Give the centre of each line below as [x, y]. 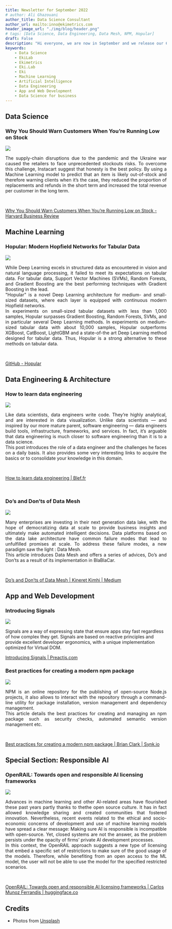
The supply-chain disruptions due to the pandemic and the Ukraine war [86, 158]
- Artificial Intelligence [43, 81]
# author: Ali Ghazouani [32, 15]
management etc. [24, 724]
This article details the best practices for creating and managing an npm [86, 713]
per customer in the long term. [37, 191]
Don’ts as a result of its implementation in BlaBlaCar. [60, 560]
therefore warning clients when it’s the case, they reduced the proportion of [86, 180]
